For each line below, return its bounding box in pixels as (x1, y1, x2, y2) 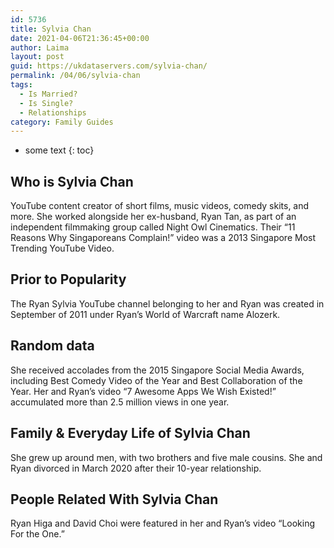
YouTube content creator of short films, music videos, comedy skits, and (10, 200, 310, 212)
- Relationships (19, 107, 87, 118)
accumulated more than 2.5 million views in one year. (10, 396, 230, 408)
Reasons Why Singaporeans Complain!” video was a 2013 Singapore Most (10, 232, 317, 244)
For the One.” (10, 528, 65, 540)
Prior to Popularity (10, 271, 127, 288)
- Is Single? (19, 98, 74, 108)
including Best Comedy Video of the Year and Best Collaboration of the (10, 374, 303, 386)
